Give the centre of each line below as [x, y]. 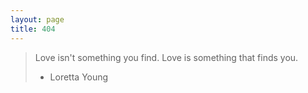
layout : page [37, 19]
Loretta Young [79, 77]
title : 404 [33, 29]
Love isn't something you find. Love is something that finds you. [166, 57]
